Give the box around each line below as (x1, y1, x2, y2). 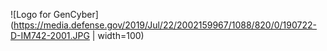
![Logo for (10, 9, 52, 20)
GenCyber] (53, 9, 99, 20)
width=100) (97, 30, 145, 41)
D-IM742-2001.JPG (10, 30, 90, 41)
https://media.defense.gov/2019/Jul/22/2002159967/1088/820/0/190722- (13, 19, 317, 31)
